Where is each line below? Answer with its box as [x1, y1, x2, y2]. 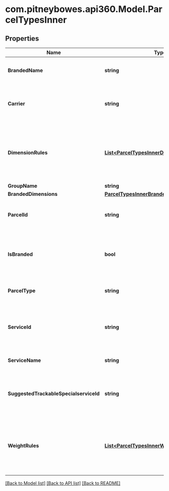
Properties [5, 34, 39, 43]
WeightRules [8, 442, 39, 449]
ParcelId [8, 211, 28, 218]
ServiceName [8, 357, 41, 363]
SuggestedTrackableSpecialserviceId [8, 390, 100, 397]
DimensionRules [8, 149, 48, 156]
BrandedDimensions [8, 191, 58, 197]
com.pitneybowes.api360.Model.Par [5, 4, 162, 15]
